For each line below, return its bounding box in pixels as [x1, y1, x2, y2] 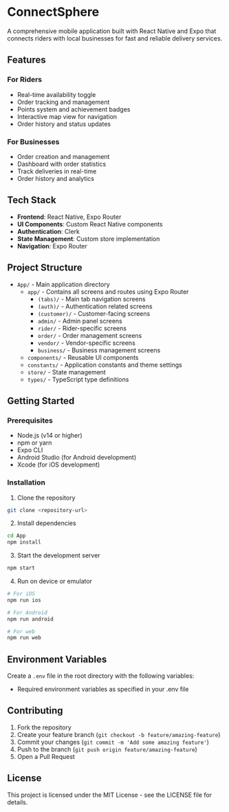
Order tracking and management [17, 98, 110, 106]
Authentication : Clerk [17, 227, 80, 235]
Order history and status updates [17, 120, 111, 128]
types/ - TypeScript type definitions [27, 375, 129, 383]
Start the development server [17, 551, 101, 559]
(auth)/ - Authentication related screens [37, 302, 153, 310]
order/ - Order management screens [37, 331, 142, 339]
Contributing [7, 705, 63, 716]
